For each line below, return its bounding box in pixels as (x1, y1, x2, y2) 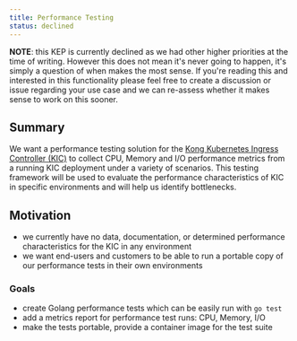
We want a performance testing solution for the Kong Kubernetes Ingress (9, 144, 279, 154)
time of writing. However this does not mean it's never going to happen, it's (9, 56, 287, 66)
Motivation (9, 207, 72, 223)
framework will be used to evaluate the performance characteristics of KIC (9, 172, 284, 183)
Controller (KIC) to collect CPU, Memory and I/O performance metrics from (9, 153, 285, 164)
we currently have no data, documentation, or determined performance (21, 232, 285, 242)
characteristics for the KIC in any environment (21, 241, 192, 252)
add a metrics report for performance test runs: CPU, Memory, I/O (21, 312, 267, 323)
